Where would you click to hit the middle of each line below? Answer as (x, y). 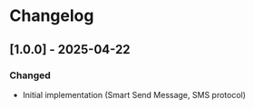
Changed (30, 75)
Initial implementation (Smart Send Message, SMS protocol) (134, 94)
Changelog (52, 16)
